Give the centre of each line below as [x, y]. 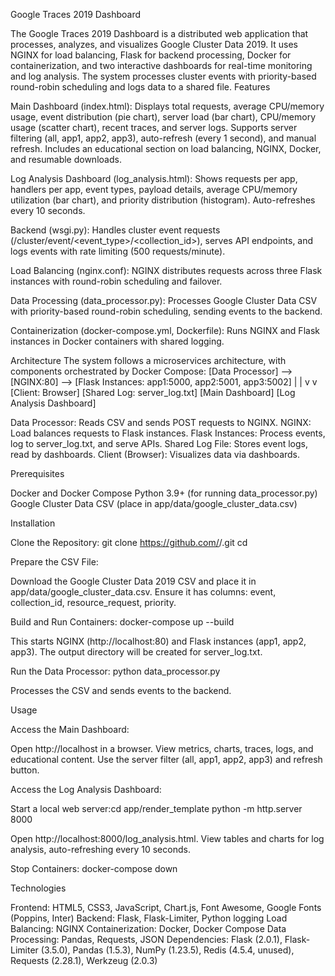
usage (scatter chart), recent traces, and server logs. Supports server [154, 127]
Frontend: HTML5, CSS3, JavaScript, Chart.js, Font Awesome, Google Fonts [166, 907]
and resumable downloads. [66, 159]
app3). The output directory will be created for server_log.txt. [136, 652]
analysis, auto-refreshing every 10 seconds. [100, 849]
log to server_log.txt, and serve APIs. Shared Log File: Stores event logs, [159, 443]
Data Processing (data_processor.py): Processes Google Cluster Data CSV [164, 300]
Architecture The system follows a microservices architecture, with [148, 360]
